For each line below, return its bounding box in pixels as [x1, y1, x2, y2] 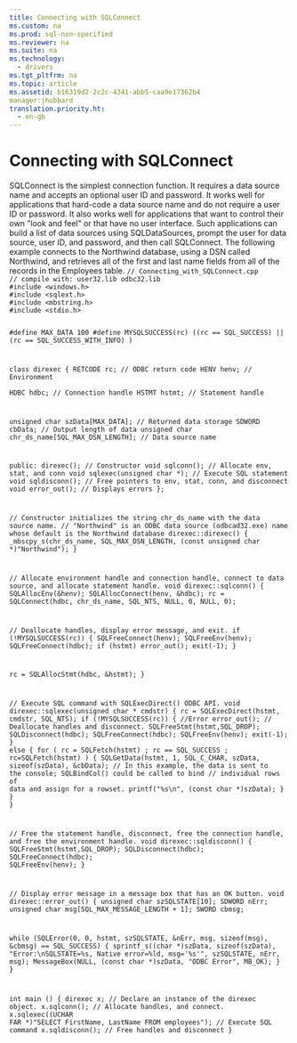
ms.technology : [9, 54, 66, 63]
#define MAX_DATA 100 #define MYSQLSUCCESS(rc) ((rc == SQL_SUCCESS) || [9, 328, 285, 337]
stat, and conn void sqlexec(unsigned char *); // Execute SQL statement [9, 469, 289, 478]
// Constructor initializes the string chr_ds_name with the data [9, 514, 261, 523]
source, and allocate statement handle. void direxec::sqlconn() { [9, 581, 265, 591]
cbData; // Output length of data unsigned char [9, 425, 193, 434]
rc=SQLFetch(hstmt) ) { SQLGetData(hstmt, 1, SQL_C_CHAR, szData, [9, 754, 261, 762]
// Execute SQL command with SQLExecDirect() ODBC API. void [9, 699, 241, 708]
